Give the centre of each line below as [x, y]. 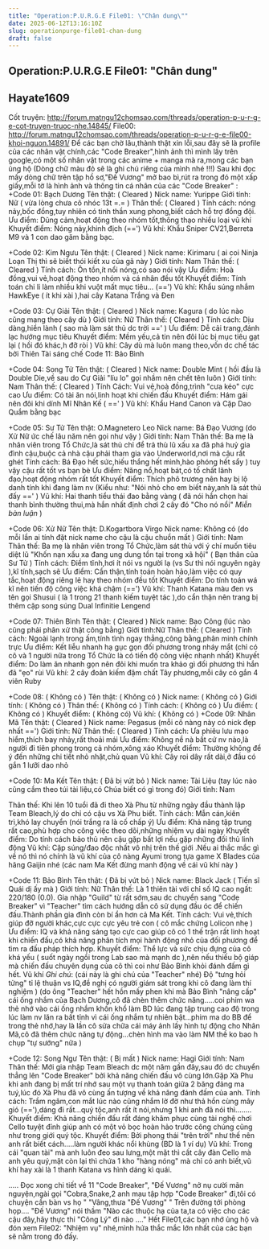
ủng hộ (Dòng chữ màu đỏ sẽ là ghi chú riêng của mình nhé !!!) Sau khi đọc [132, 169]
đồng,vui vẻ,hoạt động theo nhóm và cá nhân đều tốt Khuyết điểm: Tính [127, 278]
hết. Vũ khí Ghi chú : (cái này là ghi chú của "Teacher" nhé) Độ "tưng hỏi [127, 975]
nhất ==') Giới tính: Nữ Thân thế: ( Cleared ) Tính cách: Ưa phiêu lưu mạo [128, 731]
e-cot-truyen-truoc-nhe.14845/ [60, 126]
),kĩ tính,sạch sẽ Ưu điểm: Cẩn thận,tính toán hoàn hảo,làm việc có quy [125, 571]
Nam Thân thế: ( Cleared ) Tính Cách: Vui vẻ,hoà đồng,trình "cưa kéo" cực [131, 386]
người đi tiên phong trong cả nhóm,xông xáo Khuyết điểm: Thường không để [135, 748]
